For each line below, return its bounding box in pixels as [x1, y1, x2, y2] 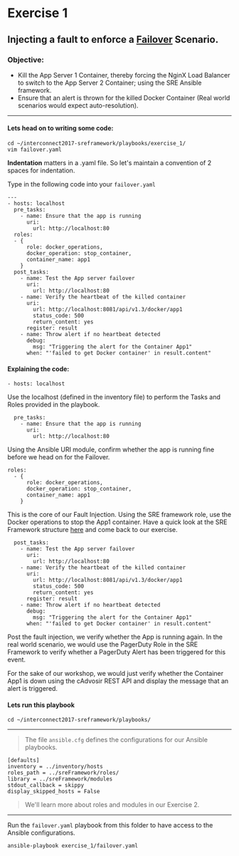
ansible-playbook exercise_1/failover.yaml [7, 842, 139, 850]
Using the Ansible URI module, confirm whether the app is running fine [7, 445, 215, 454]
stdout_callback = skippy [7, 782, 84, 789]
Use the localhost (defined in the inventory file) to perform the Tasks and [7, 393, 221, 402]
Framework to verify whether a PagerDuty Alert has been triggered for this [7, 648, 226, 657]
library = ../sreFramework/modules [7, 776, 113, 783]
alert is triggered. [7, 684, 58, 693]
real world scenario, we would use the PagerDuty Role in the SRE [7, 640, 198, 649]
